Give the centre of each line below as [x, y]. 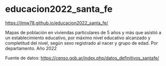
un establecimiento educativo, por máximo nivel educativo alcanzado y [78, 38]
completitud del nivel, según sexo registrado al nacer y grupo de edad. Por [82, 43]
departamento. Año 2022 [31, 48]
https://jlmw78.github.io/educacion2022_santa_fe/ [57, 23]
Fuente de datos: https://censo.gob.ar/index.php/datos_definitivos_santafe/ [82, 58]
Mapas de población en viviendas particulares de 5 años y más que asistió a [83, 32]
